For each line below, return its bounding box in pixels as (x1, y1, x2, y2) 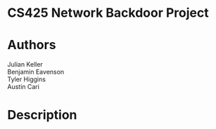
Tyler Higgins (7, 75, 46, 83)
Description (7, 107, 77, 123)
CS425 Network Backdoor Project (7, 5, 209, 21)
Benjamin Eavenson (7, 68, 65, 76)
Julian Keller (7, 60, 44, 69)
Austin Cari (7, 83, 40, 91)
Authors (7, 37, 56, 53)
